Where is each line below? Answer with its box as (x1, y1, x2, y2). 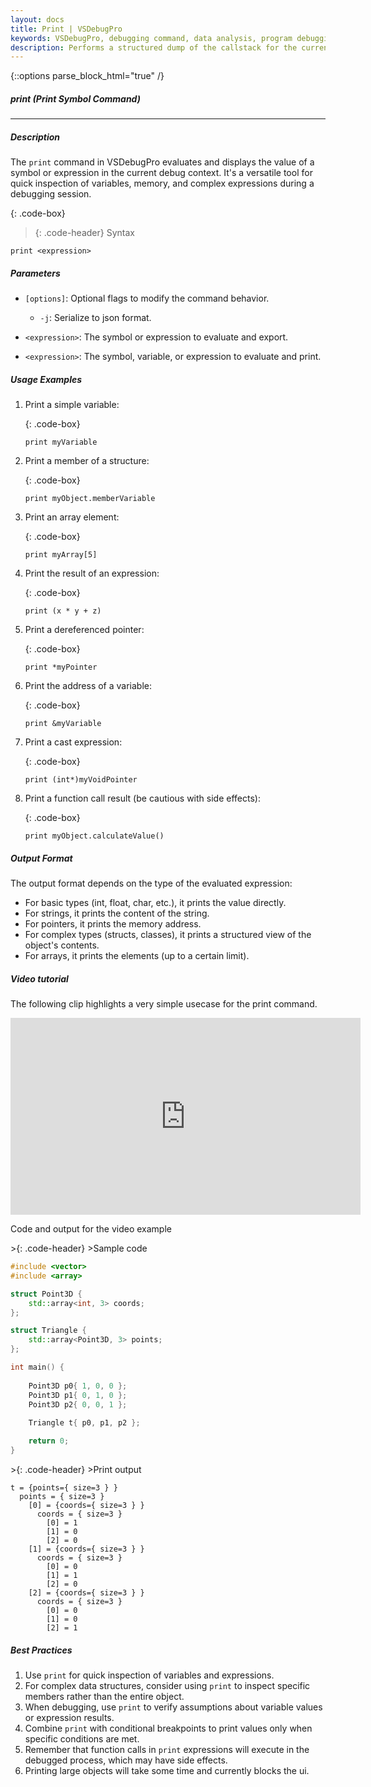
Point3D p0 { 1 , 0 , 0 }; (28, 1381, 128, 1391)
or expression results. (24, 1711, 115, 1723)
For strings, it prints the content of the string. (24, 907, 210, 920)
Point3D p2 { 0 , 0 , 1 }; (28, 1399, 128, 1410)
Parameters (10, 267, 61, 279)
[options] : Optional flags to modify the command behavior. (24, 292, 270, 305)
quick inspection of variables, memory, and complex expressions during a (10, 177, 315, 190)
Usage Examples (10, 373, 83, 385)
